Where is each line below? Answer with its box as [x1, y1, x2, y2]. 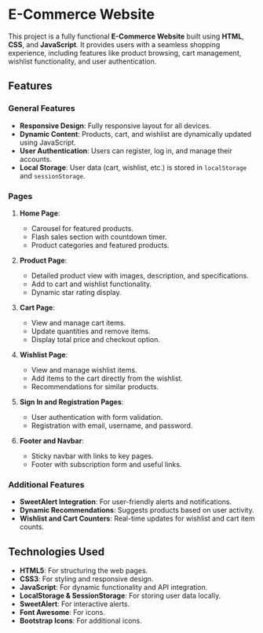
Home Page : [19, 208, 60, 218]
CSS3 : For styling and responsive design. [19, 574, 154, 583]
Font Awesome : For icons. [19, 608, 106, 617]
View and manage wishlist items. [31, 365, 137, 374]
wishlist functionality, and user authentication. [8, 57, 157, 66]
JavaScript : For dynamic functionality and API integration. [19, 583, 208, 592]
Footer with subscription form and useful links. [31, 459, 182, 469]
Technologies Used [8, 545, 104, 558]
